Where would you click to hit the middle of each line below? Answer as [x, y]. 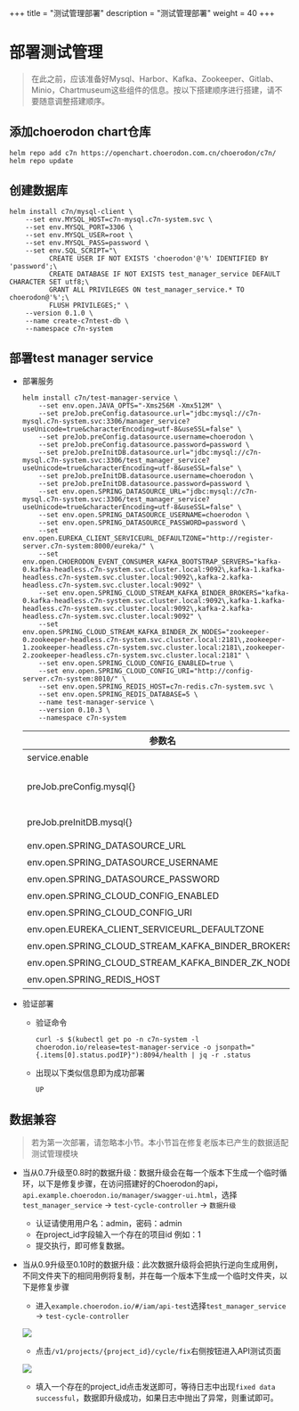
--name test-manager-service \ [97, 703]
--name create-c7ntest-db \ [77, 321]
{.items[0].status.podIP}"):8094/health [111, 1055]
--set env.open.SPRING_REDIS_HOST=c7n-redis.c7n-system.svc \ [156, 687]
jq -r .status [225, 1055]
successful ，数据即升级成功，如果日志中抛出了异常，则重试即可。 [157, 1398]
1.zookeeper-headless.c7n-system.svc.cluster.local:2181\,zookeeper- [154, 648]
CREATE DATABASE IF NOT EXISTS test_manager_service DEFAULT [164, 274]
